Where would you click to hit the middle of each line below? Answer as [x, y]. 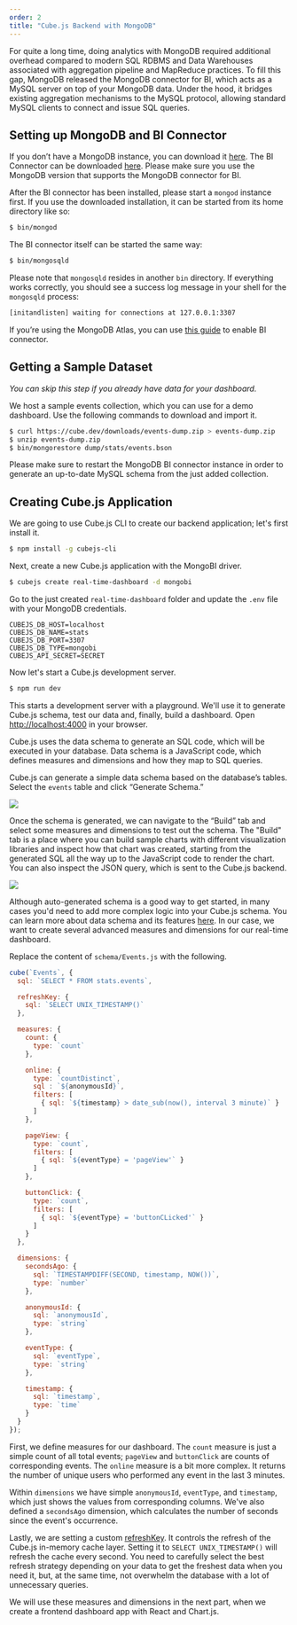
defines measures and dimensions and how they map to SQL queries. [136, 760]
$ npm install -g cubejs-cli [63, 549]
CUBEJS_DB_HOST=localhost [57, 625]
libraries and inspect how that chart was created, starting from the [130, 848]
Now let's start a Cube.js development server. [93, 672]
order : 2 [25, 17]
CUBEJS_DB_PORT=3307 [47, 640]
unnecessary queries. [49, 1584]
